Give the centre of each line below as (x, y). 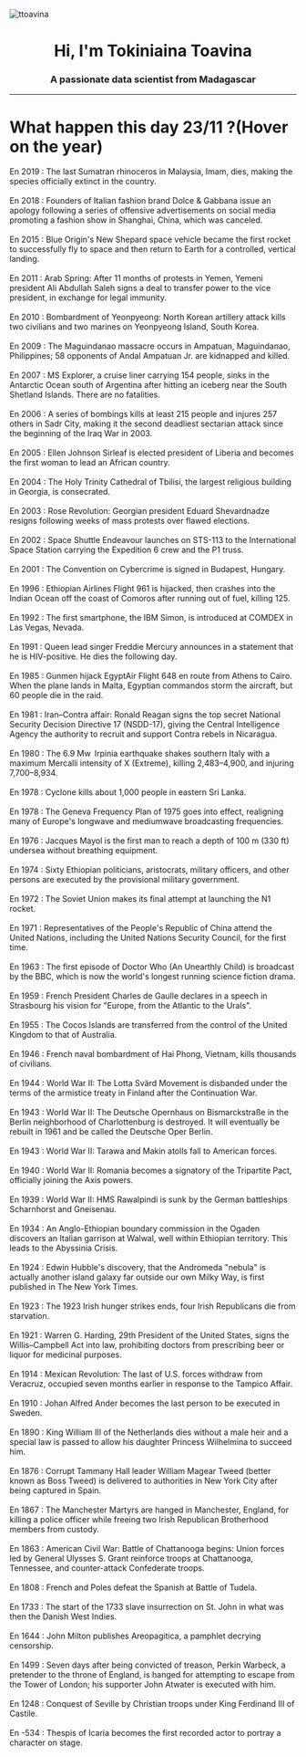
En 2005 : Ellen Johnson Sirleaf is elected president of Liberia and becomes (152, 453)
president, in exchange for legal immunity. (88, 298)
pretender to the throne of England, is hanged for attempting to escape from (153, 1675)
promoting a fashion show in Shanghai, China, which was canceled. (136, 220)
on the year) (56, 146)
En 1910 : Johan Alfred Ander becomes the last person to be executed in (145, 1403)
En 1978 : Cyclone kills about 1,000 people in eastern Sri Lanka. (128, 792)
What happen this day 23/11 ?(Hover (149, 127)
